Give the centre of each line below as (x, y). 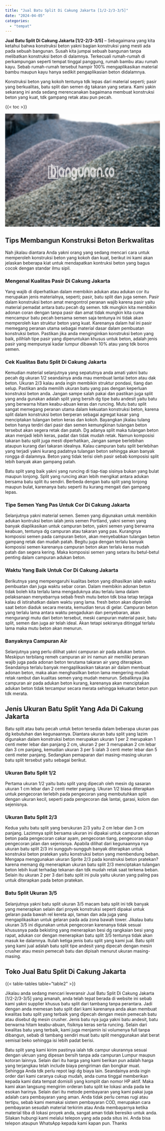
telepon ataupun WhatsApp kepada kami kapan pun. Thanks (66, 1123)
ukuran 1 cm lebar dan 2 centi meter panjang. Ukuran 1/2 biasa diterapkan (80, 789)
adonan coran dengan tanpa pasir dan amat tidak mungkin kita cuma (75, 312)
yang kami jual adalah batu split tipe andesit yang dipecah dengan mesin (79, 946)
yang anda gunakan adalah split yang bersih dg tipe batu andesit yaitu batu (81, 399)
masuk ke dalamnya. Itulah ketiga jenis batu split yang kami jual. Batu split (80, 940)
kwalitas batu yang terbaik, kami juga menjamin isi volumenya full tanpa (78, 1029)
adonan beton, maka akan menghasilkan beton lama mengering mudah (77, 673)
